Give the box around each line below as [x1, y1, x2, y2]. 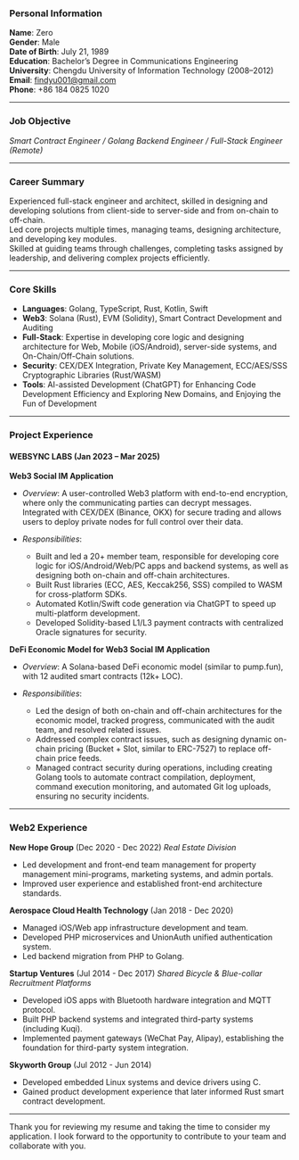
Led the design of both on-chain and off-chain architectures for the [35, 706, 283, 717]
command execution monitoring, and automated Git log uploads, [35, 782, 271, 792]
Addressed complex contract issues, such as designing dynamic [35, 734, 272, 745]
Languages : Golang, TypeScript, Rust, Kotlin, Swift [21, 303, 209, 314]
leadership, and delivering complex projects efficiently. [9, 253, 211, 263]
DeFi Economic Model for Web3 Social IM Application [9, 644, 211, 655]
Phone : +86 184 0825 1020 [9, 84, 109, 95]
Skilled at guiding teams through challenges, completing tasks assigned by [9, 243, 284, 253]
